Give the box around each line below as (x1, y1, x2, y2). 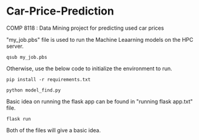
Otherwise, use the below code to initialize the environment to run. (6, 65, 172, 72)
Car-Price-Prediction (6, 4, 114, 18)
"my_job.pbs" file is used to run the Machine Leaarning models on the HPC (6, 36, 194, 43)
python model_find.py (6, 87, 61, 93)
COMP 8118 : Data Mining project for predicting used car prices (6, 24, 164, 32)
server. (6, 42, 24, 50)
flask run (6, 116, 32, 122)
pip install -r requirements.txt (6, 76, 91, 82)
